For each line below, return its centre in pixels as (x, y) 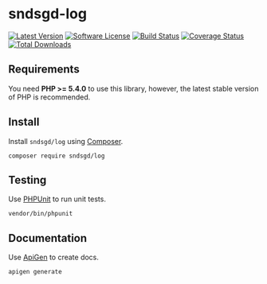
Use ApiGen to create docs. (54, 257)
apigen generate (35, 272)
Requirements (44, 70)
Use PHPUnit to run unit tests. (57, 199)
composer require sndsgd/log (57, 156)
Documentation (48, 238)
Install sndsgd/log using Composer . (66, 141)
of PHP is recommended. (49, 97)
